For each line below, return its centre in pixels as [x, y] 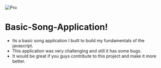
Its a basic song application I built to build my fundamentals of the [78, 40]
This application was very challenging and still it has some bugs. [77, 51]
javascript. [22, 46]
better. [19, 61]
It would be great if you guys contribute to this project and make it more [84, 56]
